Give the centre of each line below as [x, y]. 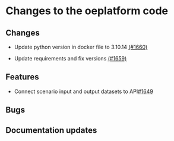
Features [22, 77]
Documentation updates [51, 130]
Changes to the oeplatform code [87, 11]
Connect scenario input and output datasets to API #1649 [84, 91]
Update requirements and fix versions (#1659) [70, 58]
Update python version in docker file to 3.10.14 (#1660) [81, 47]
